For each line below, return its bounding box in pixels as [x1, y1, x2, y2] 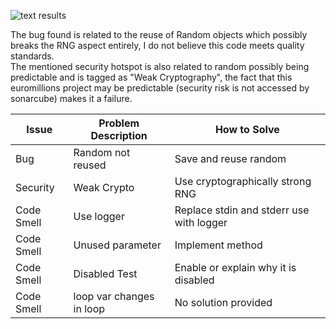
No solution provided [174, 296, 273, 309]
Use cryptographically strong [174, 175, 312, 188]
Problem [98, 116, 140, 130]
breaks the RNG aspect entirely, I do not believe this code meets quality [10, 40, 305, 51]
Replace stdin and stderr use [174, 203, 310, 217]
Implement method [174, 238, 263, 252]
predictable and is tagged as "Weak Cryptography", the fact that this [10, 71, 293, 83]
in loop [73, 302, 106, 315]
